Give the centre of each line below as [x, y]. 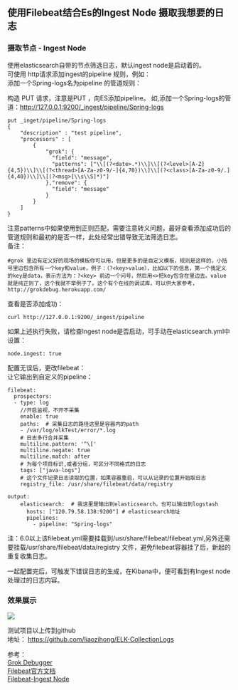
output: [19, 496]
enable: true [39, 416]
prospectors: [33, 396]
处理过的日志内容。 [36, 580]
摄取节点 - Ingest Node [47, 48]
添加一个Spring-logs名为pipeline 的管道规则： [75, 83]
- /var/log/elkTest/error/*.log [68, 430]
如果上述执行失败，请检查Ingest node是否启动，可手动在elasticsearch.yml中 [119, 331]
